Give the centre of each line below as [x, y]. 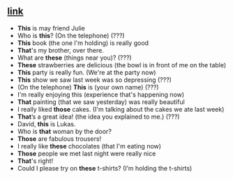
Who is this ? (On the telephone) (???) [71, 35]
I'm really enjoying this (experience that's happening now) [101, 94]
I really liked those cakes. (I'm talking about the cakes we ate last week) [121, 109]
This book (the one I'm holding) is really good [83, 43]
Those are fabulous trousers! [59, 139]
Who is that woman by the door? [64, 131]
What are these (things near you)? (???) [74, 58]
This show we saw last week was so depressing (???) [95, 80]
